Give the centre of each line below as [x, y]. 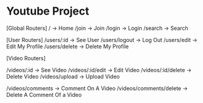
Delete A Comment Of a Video [44, 94]
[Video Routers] [26, 58]
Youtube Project [48, 11]
